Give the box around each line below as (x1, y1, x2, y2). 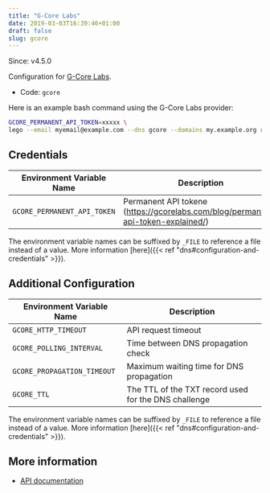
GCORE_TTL (12, 389, 50, 399)
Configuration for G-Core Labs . (8, 72, 112, 81)
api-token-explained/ (123, 216, 207, 227)
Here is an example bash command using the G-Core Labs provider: (8, 103, 235, 113)
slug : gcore (8, 34, 48, 43)
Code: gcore (19, 88, 60, 97)
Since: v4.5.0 (8, 56, 52, 66)
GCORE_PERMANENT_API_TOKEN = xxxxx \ (8, 118, 128, 127)
